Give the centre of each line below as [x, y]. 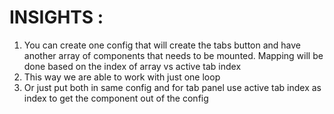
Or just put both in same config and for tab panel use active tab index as [172, 87]
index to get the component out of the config [116, 98]
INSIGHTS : [56, 17]
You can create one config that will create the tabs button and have [162, 45]
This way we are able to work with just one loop [122, 77]
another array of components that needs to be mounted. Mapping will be [173, 55]
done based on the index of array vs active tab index [132, 66]
